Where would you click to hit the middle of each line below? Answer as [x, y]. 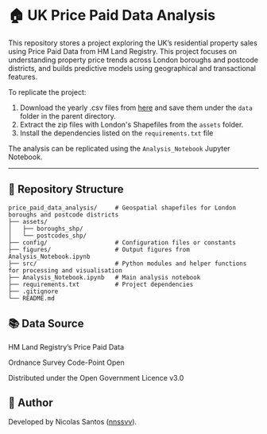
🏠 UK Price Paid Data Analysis [112, 16]
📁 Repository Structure [66, 189]
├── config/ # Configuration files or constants [122, 242]
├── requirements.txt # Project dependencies [101, 284]
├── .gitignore [33, 291]
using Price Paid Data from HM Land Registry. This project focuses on [122, 51]
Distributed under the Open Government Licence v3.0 [96, 377]
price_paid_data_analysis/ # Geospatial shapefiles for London [122, 208]
